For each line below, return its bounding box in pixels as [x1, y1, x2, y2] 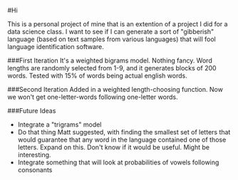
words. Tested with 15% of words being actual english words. [7, 71, 187, 80]
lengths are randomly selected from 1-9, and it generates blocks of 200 [7, 64, 217, 72]
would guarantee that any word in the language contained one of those [17, 135, 227, 144]
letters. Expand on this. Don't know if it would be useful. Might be [17, 143, 210, 152]
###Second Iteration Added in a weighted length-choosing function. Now [7, 85, 223, 93]
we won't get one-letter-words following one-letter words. [7, 92, 178, 101]
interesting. [17, 151, 51, 159]
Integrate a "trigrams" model [17, 120, 102, 129]
